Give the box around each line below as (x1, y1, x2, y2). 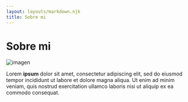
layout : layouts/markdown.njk (6, 8, 81, 15)
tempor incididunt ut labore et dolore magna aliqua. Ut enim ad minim (6, 77, 175, 84)
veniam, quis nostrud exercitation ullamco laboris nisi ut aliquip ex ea (6, 83, 174, 90)
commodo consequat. (6, 89, 60, 96)
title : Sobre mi (6, 14, 46, 20)
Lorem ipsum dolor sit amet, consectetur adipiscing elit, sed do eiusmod (6, 70, 183, 77)
